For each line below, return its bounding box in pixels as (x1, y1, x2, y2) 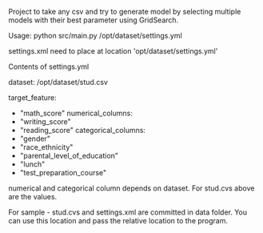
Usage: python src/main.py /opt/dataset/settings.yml (8, 31, 182, 40)
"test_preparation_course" (19, 168, 107, 177)
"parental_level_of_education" (19, 151, 118, 160)
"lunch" (19, 159, 46, 169)
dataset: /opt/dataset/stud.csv (8, 78, 108, 86)
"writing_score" (19, 117, 72, 127)
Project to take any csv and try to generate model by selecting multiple (8, 7, 241, 16)
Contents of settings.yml (8, 62, 90, 71)
